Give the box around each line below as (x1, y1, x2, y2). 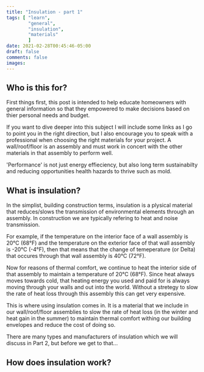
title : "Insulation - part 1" (6, 9, 83, 15)
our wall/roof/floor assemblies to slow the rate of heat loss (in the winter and (6, 309, 199, 316)
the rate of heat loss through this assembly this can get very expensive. (6, 290, 186, 298)
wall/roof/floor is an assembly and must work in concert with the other (6, 143, 183, 150)
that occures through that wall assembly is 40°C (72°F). (6, 252, 146, 260)
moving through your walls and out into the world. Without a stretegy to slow (6, 284, 199, 291)
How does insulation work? (6, 357, 111, 368)
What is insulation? (6, 185, 81, 196)
